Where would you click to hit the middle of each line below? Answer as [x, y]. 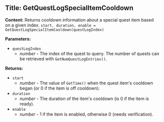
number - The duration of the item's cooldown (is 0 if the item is [84, 98]
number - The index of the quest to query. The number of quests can [89, 53]
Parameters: [18, 39]
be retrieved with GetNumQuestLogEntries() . [63, 59]
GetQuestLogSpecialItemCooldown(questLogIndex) [55, 30]
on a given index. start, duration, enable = [51, 25]
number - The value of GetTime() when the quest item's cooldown [86, 83]
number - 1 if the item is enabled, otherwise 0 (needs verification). [86, 114]
